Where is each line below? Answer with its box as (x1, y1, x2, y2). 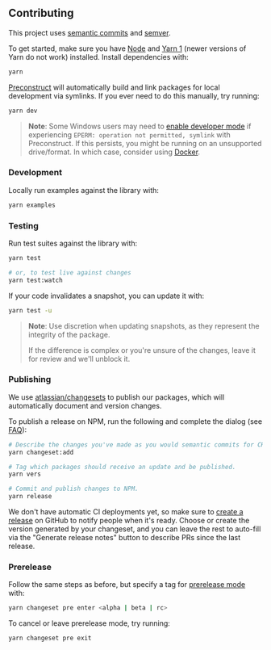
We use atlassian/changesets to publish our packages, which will (8, 392, 225, 402)
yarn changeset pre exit (8, 634, 92, 643)
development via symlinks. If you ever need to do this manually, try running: (8, 90, 260, 100)
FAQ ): (8, 425, 27, 434)
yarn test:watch (8, 276, 63, 284)
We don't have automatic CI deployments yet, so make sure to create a (8, 507, 244, 517)
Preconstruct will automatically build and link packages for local (8, 82, 220, 92)
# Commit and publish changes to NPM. (8, 484, 139, 493)
